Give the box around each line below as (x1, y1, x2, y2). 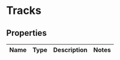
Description (53, 46, 87, 54)
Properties (6, 28, 47, 38)
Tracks (6, 4, 42, 18)
